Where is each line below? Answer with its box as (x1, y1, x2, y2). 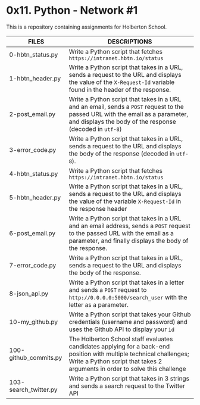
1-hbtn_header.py (9, 74, 61, 82)
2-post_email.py (9, 110, 55, 118)
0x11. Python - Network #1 (6, 4, 138, 17)
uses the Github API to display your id (68, 325, 174, 334)
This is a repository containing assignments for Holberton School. (6, 23, 167, 30)
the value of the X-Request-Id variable (68, 78, 175, 86)
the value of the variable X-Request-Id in (68, 197, 182, 205)
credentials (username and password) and (68, 317, 187, 326)
